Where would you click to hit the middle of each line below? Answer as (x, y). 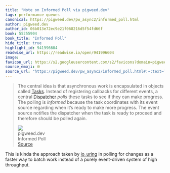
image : (12, 57)
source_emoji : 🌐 (23, 67)
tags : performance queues (32, 15)
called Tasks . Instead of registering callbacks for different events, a (88, 91)
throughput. (17, 165)
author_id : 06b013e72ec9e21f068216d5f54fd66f (54, 29)
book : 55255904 (21, 34)
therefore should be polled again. (52, 118)
